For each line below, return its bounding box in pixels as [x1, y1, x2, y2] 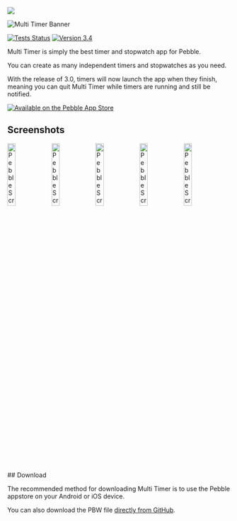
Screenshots [7, 124, 65, 136]
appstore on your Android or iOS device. [7, 492, 125, 500]
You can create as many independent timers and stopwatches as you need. [7, 61, 227, 69]
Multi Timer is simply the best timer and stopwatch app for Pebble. [7, 47, 202, 56]
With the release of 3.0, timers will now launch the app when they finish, [7, 75, 218, 83]
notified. [7, 90, 32, 98]
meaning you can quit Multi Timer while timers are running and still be [7, 82, 211, 91]
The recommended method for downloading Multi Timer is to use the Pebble [7, 484, 231, 493]
